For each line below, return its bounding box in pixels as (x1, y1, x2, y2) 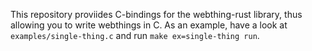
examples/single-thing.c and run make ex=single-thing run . (10, 30, 260, 41)
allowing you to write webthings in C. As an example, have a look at (10, 19, 288, 31)
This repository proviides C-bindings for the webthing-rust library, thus (10, 9, 303, 20)
